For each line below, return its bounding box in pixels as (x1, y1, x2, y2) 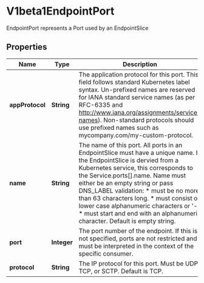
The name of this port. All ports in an (78, 141, 183, 149)
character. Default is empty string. (78, 217, 176, 225)
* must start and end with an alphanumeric (78, 209, 202, 217)
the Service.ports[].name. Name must (78, 171, 186, 180)
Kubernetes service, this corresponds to (78, 163, 193, 172)
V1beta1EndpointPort (6, 4, 115, 18)
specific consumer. (78, 249, 134, 257)
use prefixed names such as (78, 123, 159, 132)
